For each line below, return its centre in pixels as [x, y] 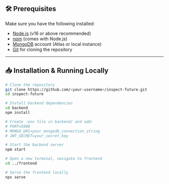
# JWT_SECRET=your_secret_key [37, 136]
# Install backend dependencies [39, 103]
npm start [16, 150]
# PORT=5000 [18, 126]
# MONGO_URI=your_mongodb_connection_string [53, 131]
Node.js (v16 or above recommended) [52, 33]
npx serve [16, 177]
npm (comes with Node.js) [40, 39]
